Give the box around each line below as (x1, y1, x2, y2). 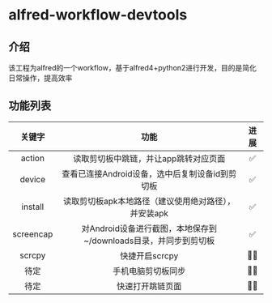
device (19, 173, 46, 185)
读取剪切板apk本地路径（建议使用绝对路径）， (63, 195, 236, 207)
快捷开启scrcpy (120, 250, 179, 261)
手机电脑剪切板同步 (113, 265, 186, 276)
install (21, 201, 45, 212)
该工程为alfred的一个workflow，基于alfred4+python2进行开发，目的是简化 (8, 63, 257, 72)
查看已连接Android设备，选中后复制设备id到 (62, 168, 229, 179)
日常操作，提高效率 (8, 73, 73, 83)
